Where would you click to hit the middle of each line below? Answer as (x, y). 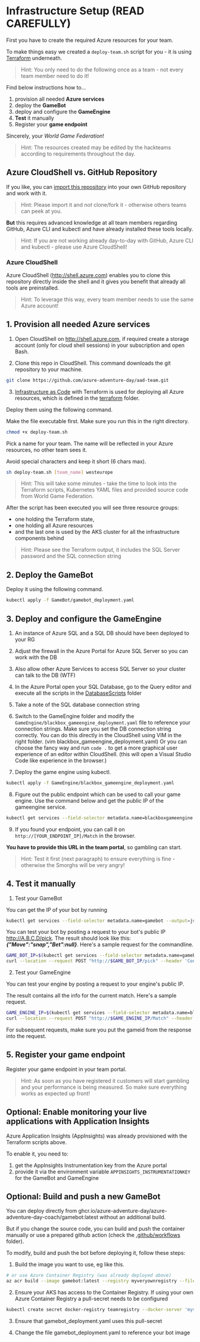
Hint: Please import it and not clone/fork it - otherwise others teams (104, 204)
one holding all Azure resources (54, 526)
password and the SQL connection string (71, 556)
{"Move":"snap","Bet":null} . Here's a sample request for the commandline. (100, 945)
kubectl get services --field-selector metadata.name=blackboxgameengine (100, 818)
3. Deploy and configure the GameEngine (84, 619)
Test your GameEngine (43, 973)
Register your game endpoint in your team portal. (66, 1069)
